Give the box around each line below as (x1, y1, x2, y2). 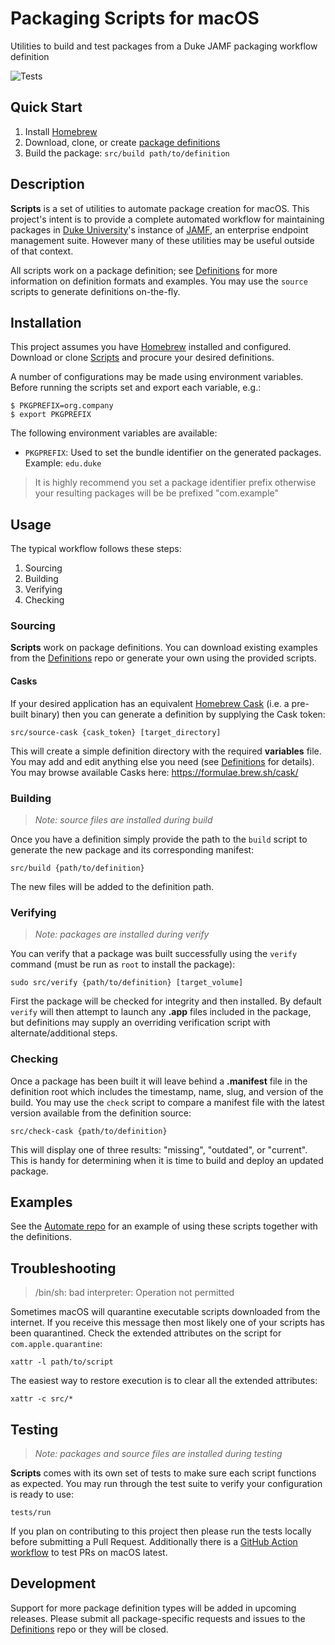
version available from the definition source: (10, 1107, 192, 1119)
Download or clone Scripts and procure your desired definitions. (10, 352, 275, 364)
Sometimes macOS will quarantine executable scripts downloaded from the (10, 1306, 321, 1318)
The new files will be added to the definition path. (10, 880, 215, 892)
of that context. (10, 245, 74, 257)
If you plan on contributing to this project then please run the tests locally (10, 1525, 312, 1537)
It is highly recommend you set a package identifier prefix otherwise (34, 477, 317, 489)
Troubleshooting (10, 1260, 117, 1277)
